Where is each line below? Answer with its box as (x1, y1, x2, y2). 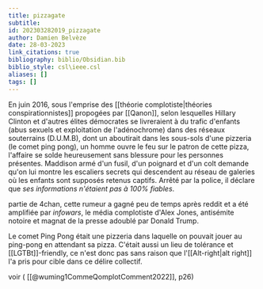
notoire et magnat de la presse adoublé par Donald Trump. (8, 215, 200, 226)
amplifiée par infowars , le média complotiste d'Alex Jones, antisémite (8, 207, 234, 217)
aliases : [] (8, 70, 48, 78)
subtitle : (8, 19, 41, 27)
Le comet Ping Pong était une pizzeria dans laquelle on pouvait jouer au (8, 231, 242, 241)
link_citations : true (8, 48, 80, 56)
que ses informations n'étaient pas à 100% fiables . (8, 184, 175, 193)
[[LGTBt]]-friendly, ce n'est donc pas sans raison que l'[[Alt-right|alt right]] (8, 248, 252, 257)
